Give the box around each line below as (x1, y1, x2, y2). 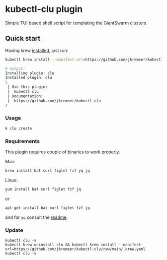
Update (5, 227, 23, 234)
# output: (5, 66, 26, 71)
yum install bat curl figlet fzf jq (5, 187, 81, 192)
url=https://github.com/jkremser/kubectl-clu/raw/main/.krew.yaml (5, 247, 146, 252)
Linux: (5, 177, 18, 183)
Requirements (5, 137, 40, 144)
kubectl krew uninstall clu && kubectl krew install (5, 242, 117, 247)
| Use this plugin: (7, 84, 48, 90)
